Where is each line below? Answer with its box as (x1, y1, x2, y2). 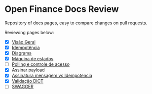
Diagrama (11, 50, 32, 56)
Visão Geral (11, 39, 36, 45)
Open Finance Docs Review (4, 3, 119, 15)
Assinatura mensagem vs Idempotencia (11, 73, 92, 79)
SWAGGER (11, 84, 34, 90)
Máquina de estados (11, 56, 54, 62)
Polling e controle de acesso (11, 61, 70, 67)
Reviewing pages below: (4, 29, 54, 35)
